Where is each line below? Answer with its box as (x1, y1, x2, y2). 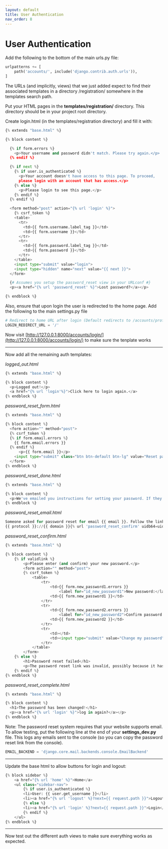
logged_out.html (5, 361, 38, 367)
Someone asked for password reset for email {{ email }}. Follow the (5, 519, 153, 524)
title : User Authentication (5, 12, 64, 17)
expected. (5, 838, 26, 844)
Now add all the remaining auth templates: (5, 351, 92, 357)
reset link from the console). (5, 739, 63, 745)
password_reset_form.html (5, 403, 60, 409)
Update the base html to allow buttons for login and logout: (5, 763, 126, 769)
